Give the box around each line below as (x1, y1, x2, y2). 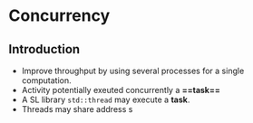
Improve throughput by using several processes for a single (21, 65, 245, 76)
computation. (21, 75, 72, 86)
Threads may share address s (21, 104, 133, 114)
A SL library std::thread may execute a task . (21, 94, 190, 105)
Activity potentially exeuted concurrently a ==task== (21, 85, 221, 95)
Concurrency (8, 5, 111, 26)
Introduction (8, 42, 81, 57)
